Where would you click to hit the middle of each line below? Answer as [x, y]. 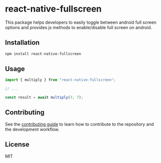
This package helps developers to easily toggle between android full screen [81, 22]
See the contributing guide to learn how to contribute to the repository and [80, 124]
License [17, 144]
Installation [22, 43]
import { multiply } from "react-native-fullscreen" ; [61, 80]
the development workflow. [32, 129]
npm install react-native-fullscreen [43, 54]
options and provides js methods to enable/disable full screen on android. [79, 27]
